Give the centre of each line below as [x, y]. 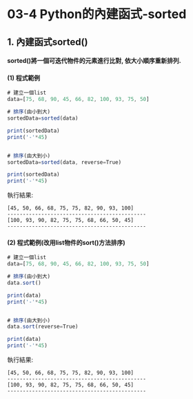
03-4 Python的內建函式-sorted [97, 14]
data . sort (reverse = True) [43, 327]
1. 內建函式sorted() [48, 42]
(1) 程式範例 [23, 77]
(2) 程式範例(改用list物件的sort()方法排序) [66, 242]
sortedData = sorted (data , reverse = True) [64, 162]
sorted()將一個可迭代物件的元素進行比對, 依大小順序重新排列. [94, 61]
